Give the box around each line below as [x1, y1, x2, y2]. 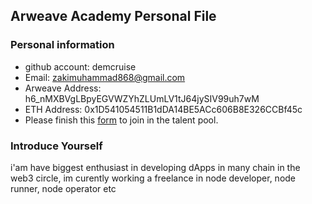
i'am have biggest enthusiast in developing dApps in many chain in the [10, 161, 301, 173]
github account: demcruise [24, 60, 137, 73]
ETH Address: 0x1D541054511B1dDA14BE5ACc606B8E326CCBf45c [24, 103, 303, 115]
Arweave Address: [24, 82, 102, 94]
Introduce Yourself [10, 139, 103, 153]
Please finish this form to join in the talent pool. [24, 114, 219, 126]
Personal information [10, 38, 115, 52]
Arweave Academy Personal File [10, 8, 217, 25]
